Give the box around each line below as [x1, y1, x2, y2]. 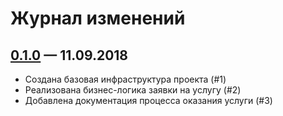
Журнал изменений [10, 7, 186, 30]
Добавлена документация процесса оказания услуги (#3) [24, 95, 273, 106]
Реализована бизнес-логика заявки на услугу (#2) [24, 84, 242, 96]
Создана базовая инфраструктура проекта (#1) [24, 73, 227, 85]
